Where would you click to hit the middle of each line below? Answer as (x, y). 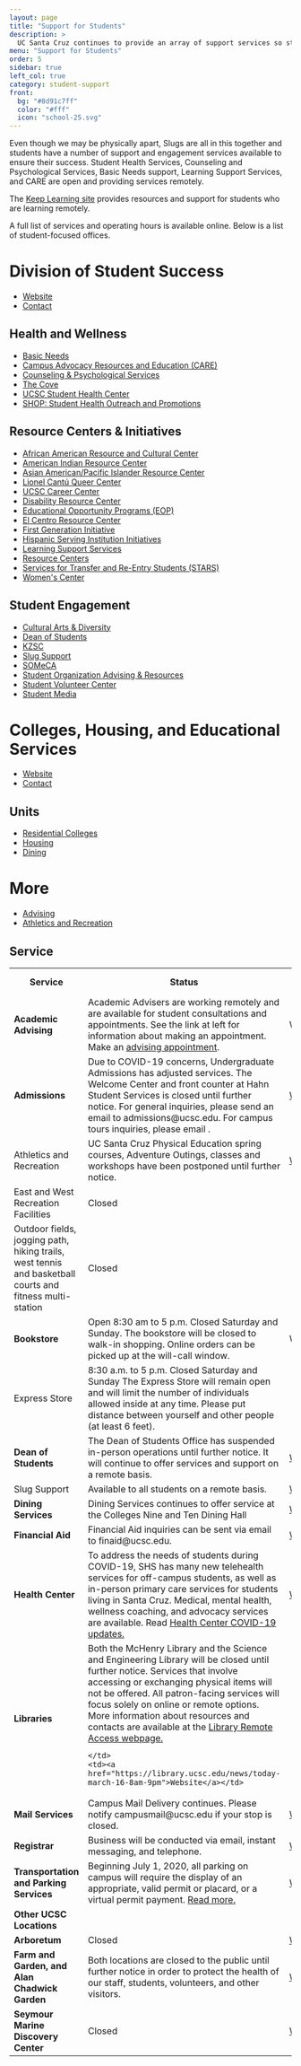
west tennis (38, 1262)
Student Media (49, 694)
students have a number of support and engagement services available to (146, 153)
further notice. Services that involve (163, 1671)
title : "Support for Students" (68, 26)
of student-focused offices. (60, 235)
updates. (107, 1634)
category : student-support (60, 84)
